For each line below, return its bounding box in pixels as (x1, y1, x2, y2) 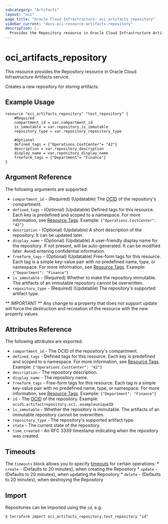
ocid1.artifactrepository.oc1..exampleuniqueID (12, 402, 113, 407)
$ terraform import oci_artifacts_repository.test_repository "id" (5, 514, 149, 519)
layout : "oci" (5, 12, 35, 17)
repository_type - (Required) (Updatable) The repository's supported (12, 285, 156, 291)
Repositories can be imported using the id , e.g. (5, 505, 102, 510)
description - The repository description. (12, 369, 98, 375)
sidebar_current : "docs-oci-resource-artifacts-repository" (5, 21, 133, 26)
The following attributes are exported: (5, 338, 83, 345)
